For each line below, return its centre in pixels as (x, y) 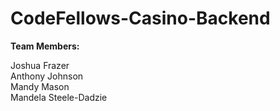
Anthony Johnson (47, 76)
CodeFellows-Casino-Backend (140, 18)
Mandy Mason (40, 86)
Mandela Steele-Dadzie (59, 97)
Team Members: (45, 46)
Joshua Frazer (40, 65)
